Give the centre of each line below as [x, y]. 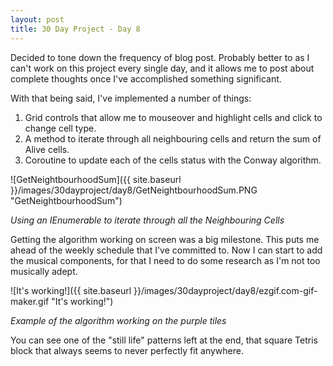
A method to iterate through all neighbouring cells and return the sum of [173, 138]
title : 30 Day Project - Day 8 [75, 29]
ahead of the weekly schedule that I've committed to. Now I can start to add [166, 250]
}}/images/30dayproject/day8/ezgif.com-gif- [225, 290]
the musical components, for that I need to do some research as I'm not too [165, 260]
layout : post [37, 19]
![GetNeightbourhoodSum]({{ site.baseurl [96, 179]
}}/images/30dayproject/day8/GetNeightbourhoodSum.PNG [134, 190]
